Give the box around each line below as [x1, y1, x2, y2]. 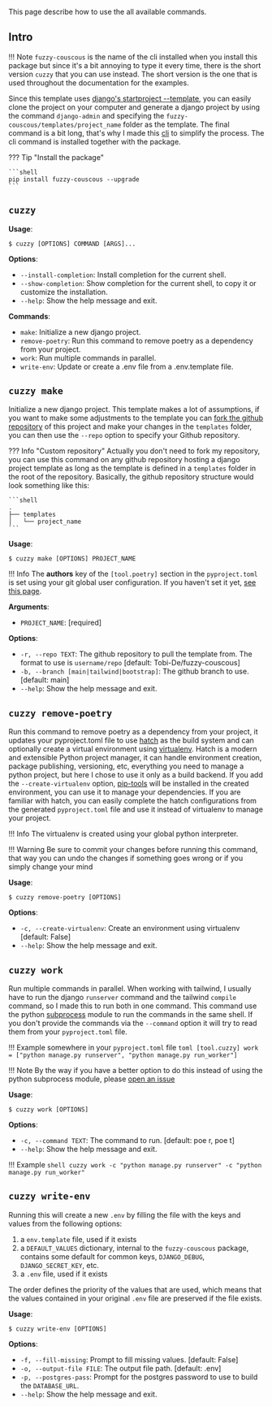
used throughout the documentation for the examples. [8, 77, 189, 88]
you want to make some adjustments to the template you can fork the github [8, 413, 264, 423]
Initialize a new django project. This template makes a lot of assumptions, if [8, 405, 260, 414]
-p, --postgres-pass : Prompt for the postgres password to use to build [19, 1372, 258, 1382]
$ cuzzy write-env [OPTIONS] [8, 1324, 107, 1333]
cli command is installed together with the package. [8, 136, 181, 146]
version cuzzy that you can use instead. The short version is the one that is [8, 69, 258, 79]
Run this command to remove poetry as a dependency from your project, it [8, 727, 258, 737]
